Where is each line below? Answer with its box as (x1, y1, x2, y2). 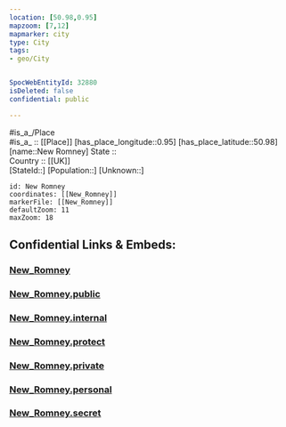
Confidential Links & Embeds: (9, 238, 176, 253)
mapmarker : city (9, 29, 69, 38)
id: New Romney (9, 181, 66, 191)
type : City (9, 37, 50, 47)
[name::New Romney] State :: (9, 146, 118, 157)
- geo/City (9, 54, 50, 63)
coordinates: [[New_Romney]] (9, 189, 118, 198)
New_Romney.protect (9, 335, 105, 348)
